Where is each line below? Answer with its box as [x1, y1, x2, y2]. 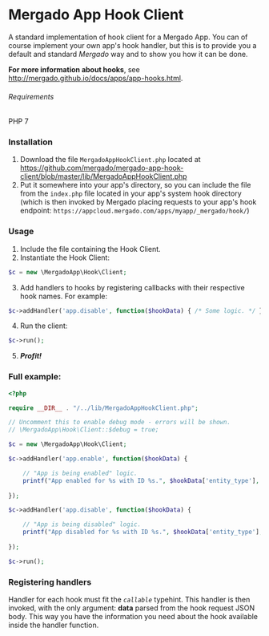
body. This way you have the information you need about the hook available [8, 611, 259, 621]
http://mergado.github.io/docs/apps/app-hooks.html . [8, 73, 183, 83]
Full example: [8, 371, 62, 383]
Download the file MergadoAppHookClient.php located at [19, 155, 202, 164]
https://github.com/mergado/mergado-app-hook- [19, 163, 184, 173]
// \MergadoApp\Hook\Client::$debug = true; [8, 426, 159, 434]
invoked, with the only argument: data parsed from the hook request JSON [8, 603, 255, 613]
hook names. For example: [19, 291, 108, 301]
